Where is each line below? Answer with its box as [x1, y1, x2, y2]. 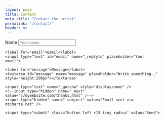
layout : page [5, 7, 32, 12]
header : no [5, 26, 28, 31]
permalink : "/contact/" [5, 21, 54, 26]
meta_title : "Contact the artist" [5, 16, 77, 21]
